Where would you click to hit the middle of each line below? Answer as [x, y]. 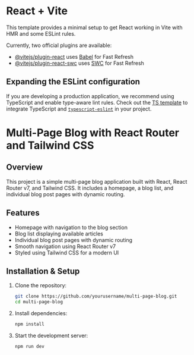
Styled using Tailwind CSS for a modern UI [67, 252]
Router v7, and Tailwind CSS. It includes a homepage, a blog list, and [90, 188]
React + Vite [37, 11]
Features [23, 213]
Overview [25, 167]
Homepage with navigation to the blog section [71, 227]
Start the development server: [51, 335]
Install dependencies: [41, 313]
